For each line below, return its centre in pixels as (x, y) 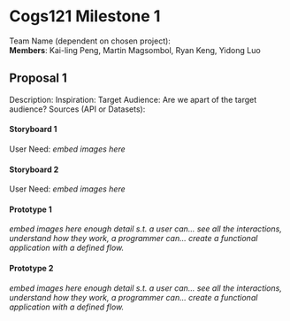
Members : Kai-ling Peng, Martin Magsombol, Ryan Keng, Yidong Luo (135, 50)
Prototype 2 (31, 268)
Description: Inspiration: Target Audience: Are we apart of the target (133, 99)
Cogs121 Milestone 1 (85, 16)
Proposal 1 (38, 78)
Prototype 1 (31, 209)
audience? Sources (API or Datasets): (77, 109)
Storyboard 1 (33, 129)
